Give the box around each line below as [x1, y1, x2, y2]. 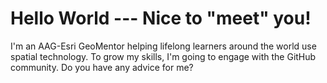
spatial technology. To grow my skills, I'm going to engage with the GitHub [10, 50, 317, 62]
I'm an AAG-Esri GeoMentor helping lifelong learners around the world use [10, 40, 317, 52]
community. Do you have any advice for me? [10, 61, 194, 73]
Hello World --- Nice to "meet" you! [10, 7, 312, 30]
